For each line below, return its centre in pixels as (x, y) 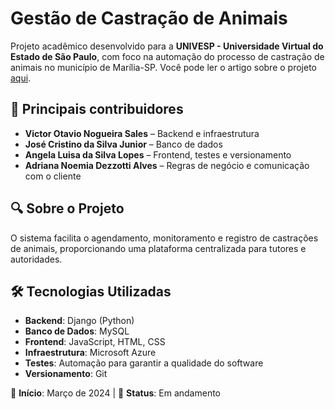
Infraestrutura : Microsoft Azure (90, 353)
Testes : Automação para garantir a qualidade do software (144, 363)
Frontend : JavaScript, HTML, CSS (95, 342)
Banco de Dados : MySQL (77, 331)
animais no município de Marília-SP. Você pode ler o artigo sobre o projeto (163, 67)
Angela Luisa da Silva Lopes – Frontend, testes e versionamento (158, 154)
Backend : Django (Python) (79, 321)
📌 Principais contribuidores (97, 109)
